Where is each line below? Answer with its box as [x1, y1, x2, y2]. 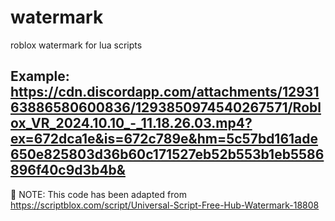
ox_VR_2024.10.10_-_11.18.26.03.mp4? [10, 115, 253, 132]
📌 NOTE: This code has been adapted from [10, 188, 187, 200]
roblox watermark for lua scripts [10, 39, 143, 51]
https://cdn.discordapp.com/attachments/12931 [10, 84, 320, 101]
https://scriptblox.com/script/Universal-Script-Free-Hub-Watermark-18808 [10, 199, 320, 211]
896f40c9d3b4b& [10, 162, 126, 179]
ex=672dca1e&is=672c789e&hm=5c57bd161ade [10, 131, 319, 148]
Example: [10, 68, 70, 85]
